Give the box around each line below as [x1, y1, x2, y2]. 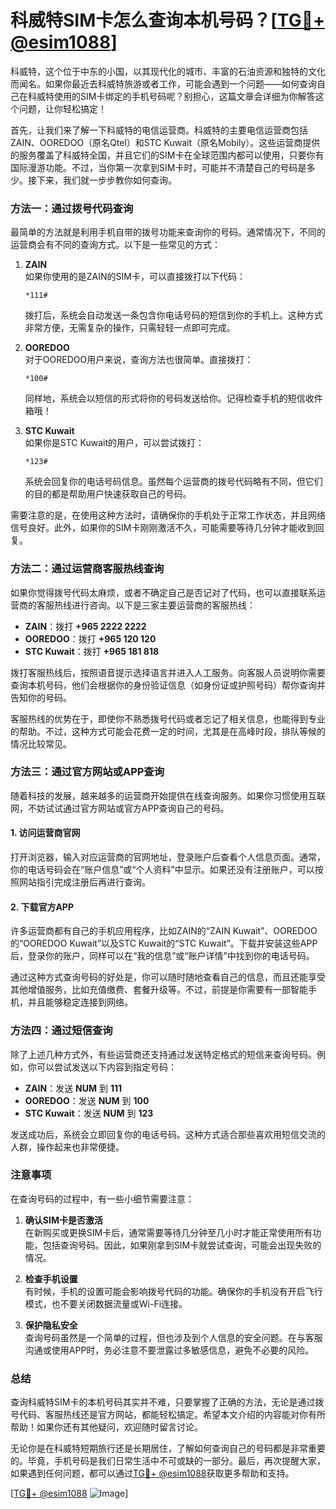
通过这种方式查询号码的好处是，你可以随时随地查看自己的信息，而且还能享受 [10, 971, 326, 983]
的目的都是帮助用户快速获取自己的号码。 [24, 488, 192, 500]
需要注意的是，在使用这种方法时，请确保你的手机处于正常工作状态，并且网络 [10, 509, 326, 521]
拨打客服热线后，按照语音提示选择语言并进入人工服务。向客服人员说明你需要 [10, 666, 326, 678]
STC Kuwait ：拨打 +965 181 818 [24, 645, 160, 657]
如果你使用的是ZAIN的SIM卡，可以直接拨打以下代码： [24, 271, 246, 283]
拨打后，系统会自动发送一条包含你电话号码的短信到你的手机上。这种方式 [24, 309, 323, 321]
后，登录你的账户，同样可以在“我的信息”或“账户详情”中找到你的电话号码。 [10, 950, 315, 962]
